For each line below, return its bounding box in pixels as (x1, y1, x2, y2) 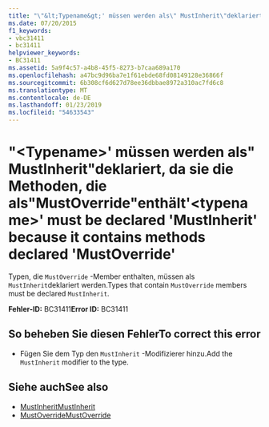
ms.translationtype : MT (8, 86, 88, 95)
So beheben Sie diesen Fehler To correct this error (8, 328, 261, 341)
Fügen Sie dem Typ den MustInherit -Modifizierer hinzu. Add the (19, 348, 233, 358)
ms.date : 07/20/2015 (8, 19, 78, 27)
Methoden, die (8, 177, 107, 195)
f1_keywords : (8, 26, 52, 34)
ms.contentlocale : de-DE (8, 94, 91, 102)
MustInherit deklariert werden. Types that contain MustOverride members (8, 280, 247, 289)
